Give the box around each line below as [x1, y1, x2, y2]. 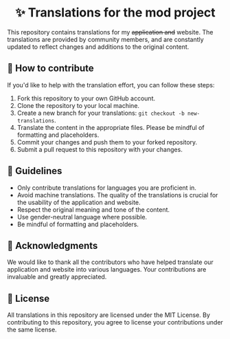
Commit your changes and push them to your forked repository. [16, 138, 198, 146]
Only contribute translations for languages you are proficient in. [16, 184, 197, 192]
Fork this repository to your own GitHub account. [16, 94, 156, 102]
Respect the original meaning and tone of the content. [16, 205, 170, 214]
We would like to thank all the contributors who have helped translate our [7, 258, 214, 266]
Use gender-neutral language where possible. [16, 212, 148, 221]
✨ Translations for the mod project [14, 5, 216, 21]
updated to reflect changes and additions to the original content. [7, 43, 189, 51]
